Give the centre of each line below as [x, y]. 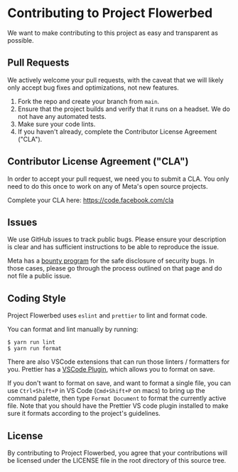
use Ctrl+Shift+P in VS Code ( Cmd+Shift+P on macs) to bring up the [106, 391]
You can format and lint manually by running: [73, 330]
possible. [21, 40]
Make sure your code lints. [56, 124]
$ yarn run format [34, 349]
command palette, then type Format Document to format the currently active [117, 398]
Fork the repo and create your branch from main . [88, 101]
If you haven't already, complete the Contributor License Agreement [117, 131]
